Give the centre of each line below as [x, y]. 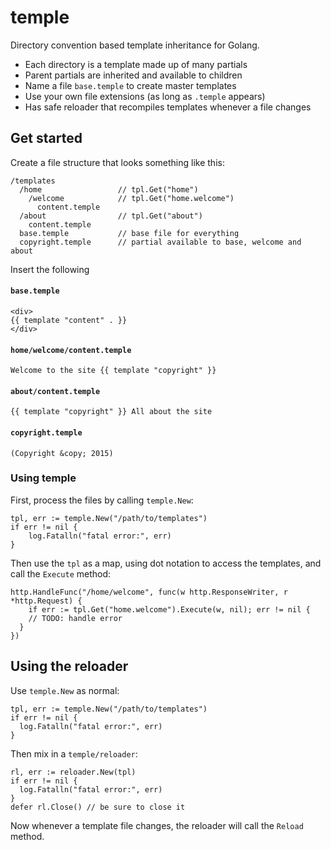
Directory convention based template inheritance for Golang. [135, 45]
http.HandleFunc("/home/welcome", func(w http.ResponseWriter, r [149, 592]
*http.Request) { [46, 601]
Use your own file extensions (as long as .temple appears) [145, 96]
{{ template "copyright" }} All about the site [111, 412]
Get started [46, 138]
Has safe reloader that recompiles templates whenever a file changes [168, 107]
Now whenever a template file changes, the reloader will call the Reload [157, 825]
